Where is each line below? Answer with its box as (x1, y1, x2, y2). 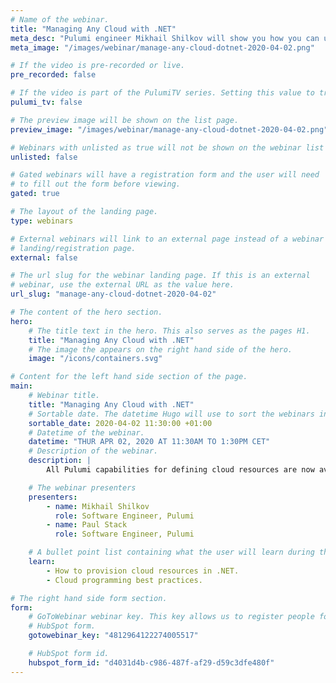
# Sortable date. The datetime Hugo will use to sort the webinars (28, 409, 315, 419)
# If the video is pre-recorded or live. (10, 61, 186, 71)
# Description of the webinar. (28, 446, 159, 456)
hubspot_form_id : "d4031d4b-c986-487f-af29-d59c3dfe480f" (28, 657, 275, 668)
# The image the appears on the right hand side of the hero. (28, 344, 293, 355)
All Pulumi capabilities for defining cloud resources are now (46, 465, 315, 475)
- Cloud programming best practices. (46, 575, 203, 585)
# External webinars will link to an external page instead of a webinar (10, 234, 325, 244)
